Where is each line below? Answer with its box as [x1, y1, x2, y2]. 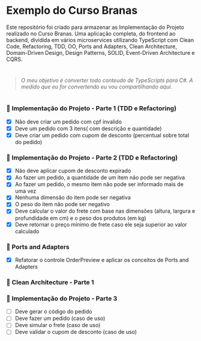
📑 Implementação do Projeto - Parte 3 [6, 294, 118, 302]
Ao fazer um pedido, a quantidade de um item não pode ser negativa [14, 174, 185, 181]
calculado [14, 227, 40, 235]
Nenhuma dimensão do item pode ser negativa [14, 194, 131, 201]
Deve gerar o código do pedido [14, 308, 92, 315]
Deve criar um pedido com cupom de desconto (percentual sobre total [14, 131, 190, 139]
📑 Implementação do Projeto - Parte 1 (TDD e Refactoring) [6, 104, 177, 113]
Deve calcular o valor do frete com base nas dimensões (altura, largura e [14, 207, 196, 214]
